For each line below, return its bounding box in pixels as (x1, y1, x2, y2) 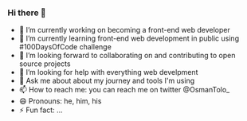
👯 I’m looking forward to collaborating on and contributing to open (18, 51, 236, 60)
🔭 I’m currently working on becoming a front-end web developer (18, 25, 230, 35)
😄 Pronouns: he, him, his (18, 96, 102, 106)
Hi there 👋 (7, 7, 47, 18)
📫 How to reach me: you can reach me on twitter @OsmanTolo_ (18, 85, 230, 95)
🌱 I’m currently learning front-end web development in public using (18, 33, 240, 43)
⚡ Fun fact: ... (18, 105, 63, 115)
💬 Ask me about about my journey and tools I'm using (18, 76, 195, 86)
